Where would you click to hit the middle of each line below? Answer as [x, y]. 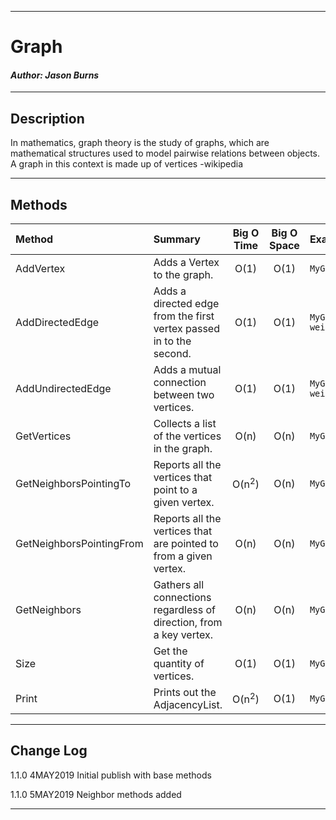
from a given [183, 556]
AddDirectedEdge [57, 323]
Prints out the [185, 693]
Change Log [49, 751]
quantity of [179, 664]
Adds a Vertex [186, 263]
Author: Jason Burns [55, 75]
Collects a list [185, 424]
